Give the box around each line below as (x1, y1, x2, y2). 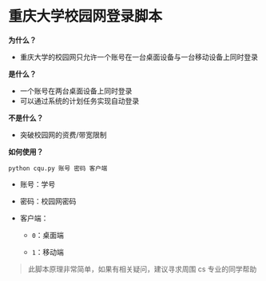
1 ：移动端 (31, 247, 64, 256)
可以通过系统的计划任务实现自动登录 (19, 96, 140, 105)
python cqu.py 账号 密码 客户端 (8, 164, 108, 172)
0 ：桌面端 (31, 230, 64, 239)
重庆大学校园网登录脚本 (8, 7, 163, 26)
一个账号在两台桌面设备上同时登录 (19, 85, 133, 96)
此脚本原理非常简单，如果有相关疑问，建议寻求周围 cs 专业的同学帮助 (27, 264, 257, 274)
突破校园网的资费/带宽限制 (19, 129, 107, 140)
